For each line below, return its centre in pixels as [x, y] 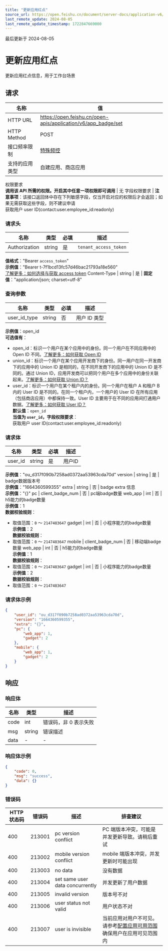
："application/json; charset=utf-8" [46, 280]
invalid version [72, 894]
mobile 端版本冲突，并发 [131, 854]
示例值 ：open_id [22, 331]
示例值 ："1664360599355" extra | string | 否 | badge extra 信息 [70, 487]
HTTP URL [20, 120]
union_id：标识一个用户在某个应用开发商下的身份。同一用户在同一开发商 [87, 361]
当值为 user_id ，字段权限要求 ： [45, 417]
